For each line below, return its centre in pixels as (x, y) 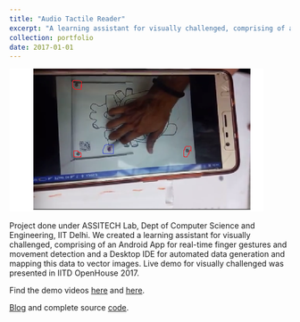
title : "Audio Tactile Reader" (67, 19)
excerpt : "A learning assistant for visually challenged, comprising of (147, 28)
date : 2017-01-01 (42, 47)
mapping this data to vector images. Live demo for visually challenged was (146, 264)
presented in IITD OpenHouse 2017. (75, 273)
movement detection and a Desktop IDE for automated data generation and (147, 254)
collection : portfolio (51, 37)
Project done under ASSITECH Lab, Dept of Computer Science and (133, 226)
